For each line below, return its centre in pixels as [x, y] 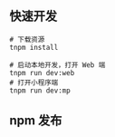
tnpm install [34, 47]
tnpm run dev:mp [40, 90]
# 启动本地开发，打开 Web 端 [57, 65]
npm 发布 [36, 121]
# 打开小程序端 [34, 83]
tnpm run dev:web [42, 73]
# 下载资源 [27, 39]
